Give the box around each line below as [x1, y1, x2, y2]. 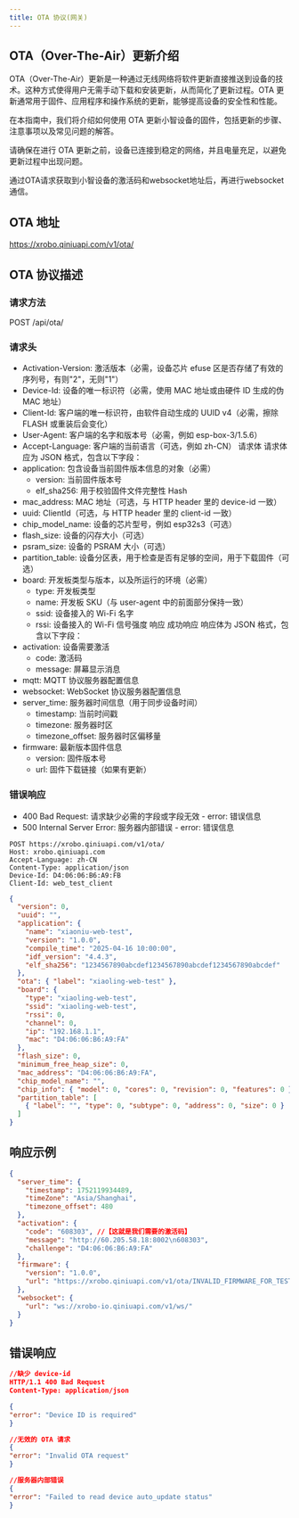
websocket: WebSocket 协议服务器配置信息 [21, 686, 182, 697]
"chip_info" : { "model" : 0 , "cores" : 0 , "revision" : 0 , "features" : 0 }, [17, 1085, 296, 1093]
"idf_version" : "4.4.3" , [25, 952, 117, 961]
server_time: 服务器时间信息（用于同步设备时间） [21, 697, 203, 708]
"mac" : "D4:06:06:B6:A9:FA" [25, 1035, 129, 1044]
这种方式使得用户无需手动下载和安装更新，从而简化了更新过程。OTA [24, 85, 274, 95]
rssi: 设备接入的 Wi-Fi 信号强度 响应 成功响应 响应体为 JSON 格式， [35, 619, 282, 630]
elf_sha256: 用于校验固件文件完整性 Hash [35, 485, 188, 496]
